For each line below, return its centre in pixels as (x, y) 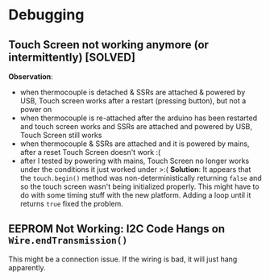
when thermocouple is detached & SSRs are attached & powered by (133, 92)
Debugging (46, 15)
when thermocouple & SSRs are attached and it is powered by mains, (135, 144)
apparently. (27, 267)
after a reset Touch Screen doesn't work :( (90, 152)
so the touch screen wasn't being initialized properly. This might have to (139, 186)
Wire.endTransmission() (68, 241)
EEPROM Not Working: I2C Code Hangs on (117, 229)
